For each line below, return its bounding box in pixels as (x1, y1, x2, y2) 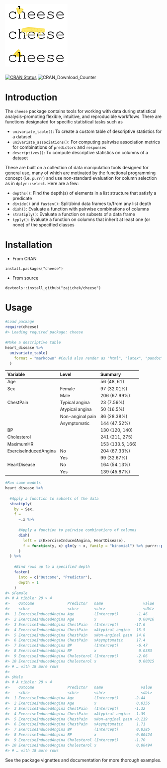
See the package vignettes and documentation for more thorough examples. (5, 757, 162, 763)
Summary (100, 371, 121, 377)
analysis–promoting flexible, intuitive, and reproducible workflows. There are (5, 113, 162, 119)
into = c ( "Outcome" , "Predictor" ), (18, 574, 92, 580)
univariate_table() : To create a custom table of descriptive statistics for (12, 128, 162, 134)
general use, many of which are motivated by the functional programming (5, 170, 156, 176)
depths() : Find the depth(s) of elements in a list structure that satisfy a (12, 190, 157, 196)
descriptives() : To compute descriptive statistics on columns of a (12, 149, 148, 155)
